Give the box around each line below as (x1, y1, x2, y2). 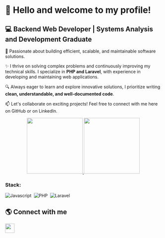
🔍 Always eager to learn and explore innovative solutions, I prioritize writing (5, 84, 161, 90)
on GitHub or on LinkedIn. (5, 108, 58, 114)
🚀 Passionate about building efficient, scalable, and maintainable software (5, 48, 156, 54)
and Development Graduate (5, 35, 92, 44)
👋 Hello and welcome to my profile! (5, 4, 151, 16)
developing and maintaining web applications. (5, 74, 99, 80)
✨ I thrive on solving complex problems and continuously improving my (5, 63, 151, 69)
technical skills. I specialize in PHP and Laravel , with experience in (5, 69, 141, 74)
